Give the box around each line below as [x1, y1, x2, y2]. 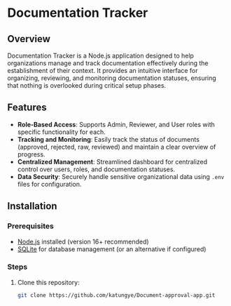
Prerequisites [7, 221, 54, 231]
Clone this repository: [17, 278, 80, 286]
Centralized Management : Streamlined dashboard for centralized [17, 157, 208, 166]
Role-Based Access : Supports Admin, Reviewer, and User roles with [17, 120, 216, 128]
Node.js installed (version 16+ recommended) [17, 237, 149, 246]
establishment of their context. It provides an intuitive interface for [7, 67, 198, 74]
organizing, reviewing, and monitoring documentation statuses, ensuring [7, 74, 217, 82]
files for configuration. [17, 180, 82, 188]
